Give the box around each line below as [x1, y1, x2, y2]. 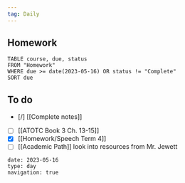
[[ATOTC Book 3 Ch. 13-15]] [17, 126, 100, 135]
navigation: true [7, 169, 59, 177]
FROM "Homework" [7, 62, 55, 69]
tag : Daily [7, 10, 40, 18]
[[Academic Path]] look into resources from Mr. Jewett [17, 142, 178, 151]
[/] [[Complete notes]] [17, 113, 83, 121]
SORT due [7, 74, 33, 82]
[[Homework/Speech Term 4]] [17, 135, 107, 143]
